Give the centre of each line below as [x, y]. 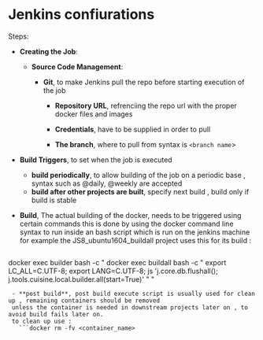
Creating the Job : [49, 51]
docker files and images [94, 114]
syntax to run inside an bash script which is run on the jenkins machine [135, 232]
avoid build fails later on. [56, 314]
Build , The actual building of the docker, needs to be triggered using [130, 215]
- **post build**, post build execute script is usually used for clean [133, 294]
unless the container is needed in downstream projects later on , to [130, 307]
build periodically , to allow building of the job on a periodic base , [138, 175]
